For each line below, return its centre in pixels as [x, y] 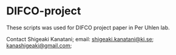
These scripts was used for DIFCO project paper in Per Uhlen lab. [88, 27]
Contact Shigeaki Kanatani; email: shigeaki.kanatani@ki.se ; [80, 39]
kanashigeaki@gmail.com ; [39, 45]
